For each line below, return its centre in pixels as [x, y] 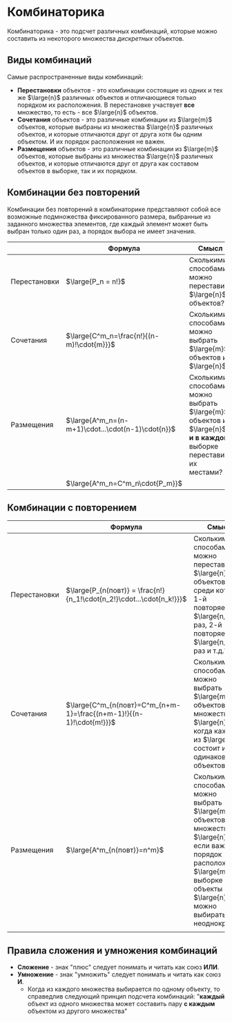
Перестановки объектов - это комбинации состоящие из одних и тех [120, 90]
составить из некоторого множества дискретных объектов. [96, 38]
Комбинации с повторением [72, 508]
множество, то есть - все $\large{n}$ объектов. [88, 112]
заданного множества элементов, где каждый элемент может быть [108, 224]
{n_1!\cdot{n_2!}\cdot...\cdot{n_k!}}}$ [126, 599]
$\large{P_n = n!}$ [96, 282]
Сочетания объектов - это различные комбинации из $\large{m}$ [115, 119]
